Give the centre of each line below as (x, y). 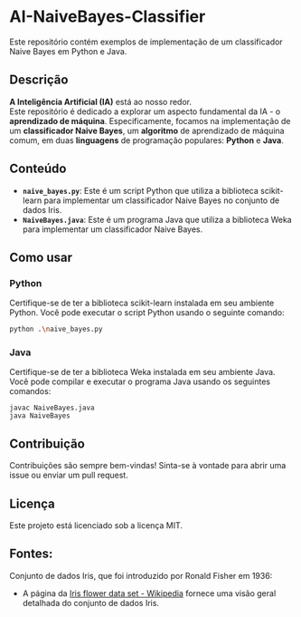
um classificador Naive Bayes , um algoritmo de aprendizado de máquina (147, 130)
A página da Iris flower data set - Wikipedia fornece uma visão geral (149, 593)
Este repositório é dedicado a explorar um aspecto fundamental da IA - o (145, 111)
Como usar (41, 257)
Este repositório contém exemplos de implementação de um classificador (146, 42)
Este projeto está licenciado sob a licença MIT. (96, 525)
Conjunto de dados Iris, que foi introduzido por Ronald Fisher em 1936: (141, 575)
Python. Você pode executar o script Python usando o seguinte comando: (147, 313)
